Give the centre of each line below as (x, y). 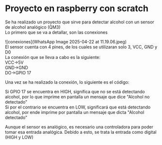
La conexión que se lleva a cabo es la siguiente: (53, 57)
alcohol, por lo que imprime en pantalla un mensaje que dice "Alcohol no (77, 97)
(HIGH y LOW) (19, 137)
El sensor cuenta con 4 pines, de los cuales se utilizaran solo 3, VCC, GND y (81, 47)
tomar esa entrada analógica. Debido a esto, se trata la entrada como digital (81, 132)
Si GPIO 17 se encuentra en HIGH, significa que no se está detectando (75, 91)
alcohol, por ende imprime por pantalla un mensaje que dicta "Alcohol (75, 112)
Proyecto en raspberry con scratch (77, 9)
